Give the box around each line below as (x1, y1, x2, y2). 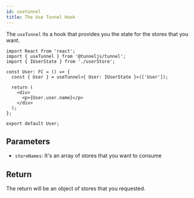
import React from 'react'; (6, 48, 76, 54)
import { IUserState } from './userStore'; (6, 59, 116, 64)
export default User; (6, 121, 60, 126)
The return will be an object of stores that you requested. (6, 185, 146, 192)
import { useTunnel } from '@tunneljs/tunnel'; (6, 53, 126, 59)
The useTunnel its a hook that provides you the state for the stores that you (6, 30, 189, 37)
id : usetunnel (6, 8, 42, 15)
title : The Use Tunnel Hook (6, 14, 76, 20)
